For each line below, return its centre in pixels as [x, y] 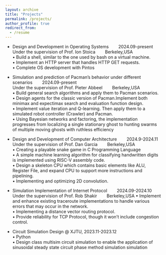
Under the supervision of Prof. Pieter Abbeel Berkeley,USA [76, 88]
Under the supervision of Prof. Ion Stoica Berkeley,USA [73, 52]
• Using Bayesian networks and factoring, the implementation [75, 119]
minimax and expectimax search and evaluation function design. [78, 103]
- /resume [20, 33]
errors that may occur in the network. [50, 206]
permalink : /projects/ [28, 19]
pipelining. [23, 176]
